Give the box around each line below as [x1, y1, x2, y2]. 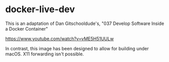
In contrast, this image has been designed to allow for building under [5, 45, 149, 51]
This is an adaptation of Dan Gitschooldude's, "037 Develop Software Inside [5, 20, 164, 26]
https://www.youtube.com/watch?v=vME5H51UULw [5, 36, 114, 42]
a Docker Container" [5, 25, 48, 32]
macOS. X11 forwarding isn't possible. [5, 51, 84, 57]
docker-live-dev [5, 4, 75, 15]
